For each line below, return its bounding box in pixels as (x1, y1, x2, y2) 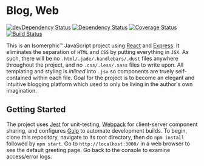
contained (6, 74, 32, 81)
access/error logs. (6, 153, 52, 160)
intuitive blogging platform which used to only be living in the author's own (6, 80, 193, 88)
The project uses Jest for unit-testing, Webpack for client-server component (6, 121, 198, 128)
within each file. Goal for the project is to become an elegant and (32, 74, 195, 81)
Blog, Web (6, 4, 59, 18)
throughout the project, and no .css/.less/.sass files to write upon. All (6, 61, 184, 68)
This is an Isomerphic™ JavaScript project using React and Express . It (6, 42, 180, 49)
